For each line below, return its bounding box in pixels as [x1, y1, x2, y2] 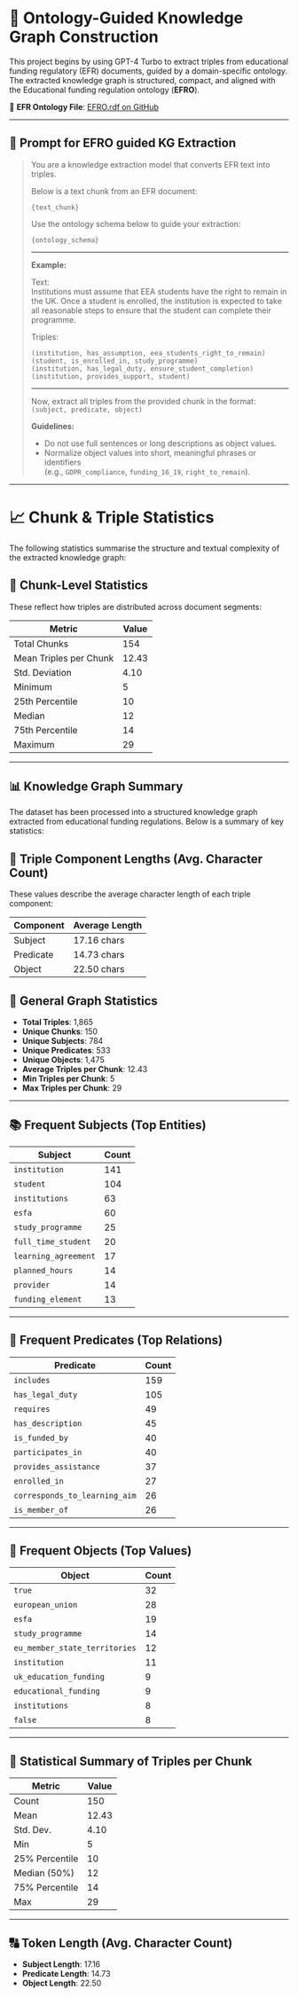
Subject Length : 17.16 [21, 1959, 101, 1970]
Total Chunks [13, 638, 69, 650]
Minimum [13, 680, 53, 693]
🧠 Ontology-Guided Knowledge [9, 8, 244, 28]
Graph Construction [9, 27, 160, 47]
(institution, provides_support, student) [30, 372, 191, 380]
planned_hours [13, 1265, 74, 1275]
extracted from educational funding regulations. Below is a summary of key [9, 816, 284, 827]
